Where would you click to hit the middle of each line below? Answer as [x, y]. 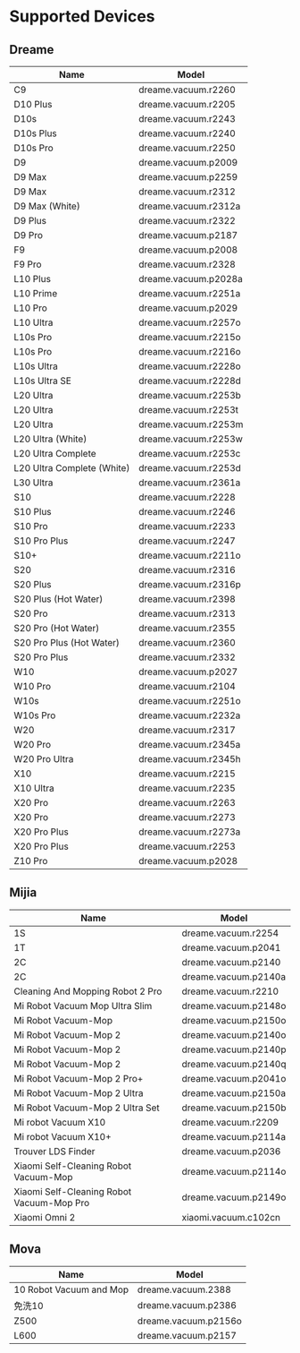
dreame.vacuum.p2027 [188, 672]
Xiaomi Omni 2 [45, 1217]
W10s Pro [35, 715]
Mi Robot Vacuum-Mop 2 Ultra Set [87, 1108]
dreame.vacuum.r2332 [187, 657]
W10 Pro [33, 686]
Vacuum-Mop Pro [52, 1203]
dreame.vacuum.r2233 [187, 526]
